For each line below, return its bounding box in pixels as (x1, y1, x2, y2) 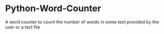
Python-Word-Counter (5, 3, 101, 14)
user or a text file (5, 24, 40, 30)
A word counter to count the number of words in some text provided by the (5, 19, 160, 25)
